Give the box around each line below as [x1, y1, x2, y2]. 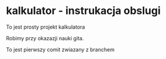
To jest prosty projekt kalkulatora [6, 23, 85, 30]
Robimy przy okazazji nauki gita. [6, 34, 84, 41]
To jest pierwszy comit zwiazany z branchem [6, 46, 115, 53]
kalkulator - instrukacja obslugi [6, 4, 161, 18]
